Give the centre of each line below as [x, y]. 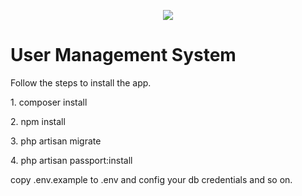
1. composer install [49, 102]
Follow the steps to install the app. [81, 82]
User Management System [123, 55]
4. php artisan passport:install [71, 160]
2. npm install [38, 121]
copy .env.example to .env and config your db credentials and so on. [151, 179]
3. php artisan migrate [56, 141]
